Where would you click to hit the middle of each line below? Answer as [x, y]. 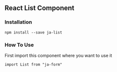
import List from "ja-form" [34, 64]
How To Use [19, 45]
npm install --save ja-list [34, 32]
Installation [19, 22]
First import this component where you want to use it [58, 55]
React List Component [39, 8]
